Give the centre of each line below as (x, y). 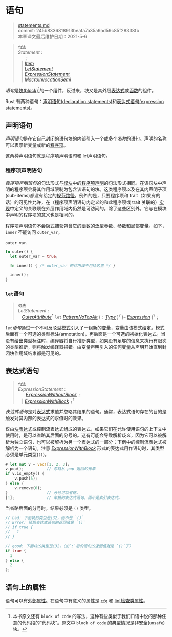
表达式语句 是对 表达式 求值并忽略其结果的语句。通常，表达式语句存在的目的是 (86, 411)
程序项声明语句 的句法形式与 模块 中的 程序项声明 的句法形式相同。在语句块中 (84, 183)
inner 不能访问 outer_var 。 (34, 232)
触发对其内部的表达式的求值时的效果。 (46, 418)
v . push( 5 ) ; (26, 479)
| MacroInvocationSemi (46, 79)
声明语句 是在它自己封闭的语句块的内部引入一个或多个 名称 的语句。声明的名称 (86, 138)
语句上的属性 (26, 587)
